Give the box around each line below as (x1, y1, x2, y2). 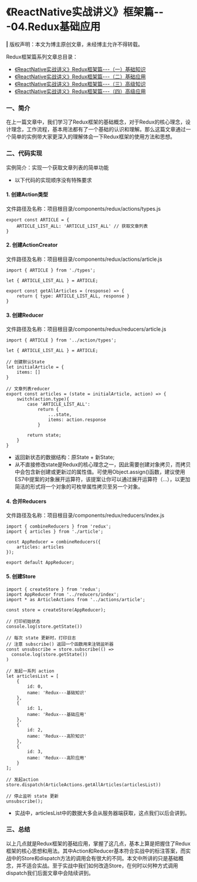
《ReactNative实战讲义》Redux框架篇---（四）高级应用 (14, 88, 146, 95)
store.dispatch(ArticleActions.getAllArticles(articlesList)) (6, 781, 161, 788)
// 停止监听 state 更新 (6, 793, 59, 799)
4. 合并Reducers (6, 498, 47, 505)
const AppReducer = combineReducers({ (6, 539, 101, 545)
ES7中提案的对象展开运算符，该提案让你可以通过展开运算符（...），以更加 (14, 476, 191, 483)
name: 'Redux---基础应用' (27, 711, 87, 717)
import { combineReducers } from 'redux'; (6, 523, 111, 530)
